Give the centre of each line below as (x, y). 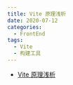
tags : (15, 40)
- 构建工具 (27, 54)
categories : (25, 27)
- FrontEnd (29, 34)
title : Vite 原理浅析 (37, 14)
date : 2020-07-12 (33, 21)
